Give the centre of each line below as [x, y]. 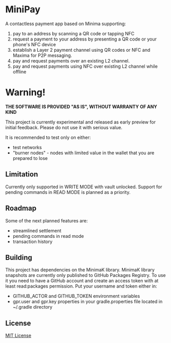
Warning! [25, 93]
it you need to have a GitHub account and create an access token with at [82, 281]
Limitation [22, 175]
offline [19, 72]
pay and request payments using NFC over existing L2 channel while [85, 66]
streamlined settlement [37, 230]
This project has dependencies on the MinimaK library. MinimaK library [80, 270]
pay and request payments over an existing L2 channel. [71, 60]
